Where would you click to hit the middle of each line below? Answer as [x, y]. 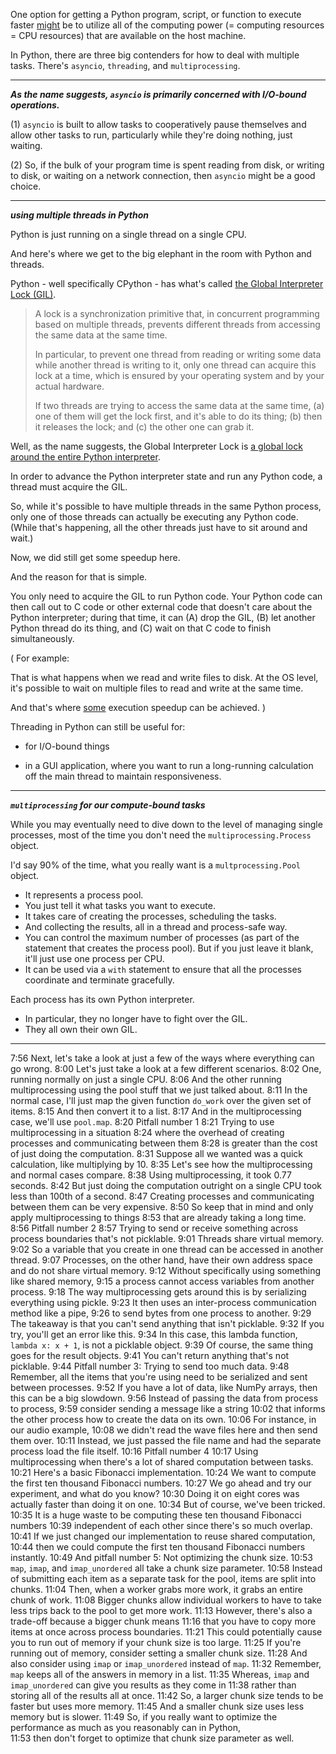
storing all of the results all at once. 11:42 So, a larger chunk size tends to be [167, 1695]
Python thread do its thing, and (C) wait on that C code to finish [141, 628]
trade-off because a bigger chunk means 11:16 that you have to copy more [163, 1621]
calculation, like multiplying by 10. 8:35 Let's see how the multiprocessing [161, 1164]
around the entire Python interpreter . [85, 457]
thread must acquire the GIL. [69, 487]
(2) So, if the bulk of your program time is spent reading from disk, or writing [167, 165]
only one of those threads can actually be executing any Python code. [154, 517]
